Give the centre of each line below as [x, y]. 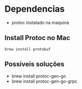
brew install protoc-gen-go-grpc [44, 81]
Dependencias [35, 9]
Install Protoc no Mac [37, 38]
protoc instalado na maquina [40, 22]
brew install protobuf [28, 49]
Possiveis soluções [34, 64]
